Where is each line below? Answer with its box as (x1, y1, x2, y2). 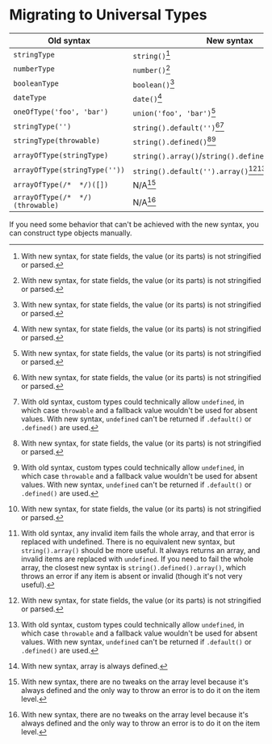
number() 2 (132, 63, 171, 75)
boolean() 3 (132, 77, 175, 90)
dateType (13, 93, 47, 103)
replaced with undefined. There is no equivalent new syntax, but (20, 537, 235, 547)
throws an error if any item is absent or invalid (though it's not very (20, 572, 243, 581)
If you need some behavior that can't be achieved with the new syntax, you (9, 220, 259, 230)
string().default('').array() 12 (132, 163, 257, 175)
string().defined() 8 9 (132, 134, 216, 147)
